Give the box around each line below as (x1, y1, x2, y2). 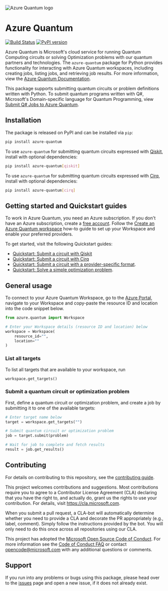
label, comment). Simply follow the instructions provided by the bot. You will (5, 520, 163, 526)
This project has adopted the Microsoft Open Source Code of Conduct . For (5, 536, 161, 542)
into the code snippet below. (5, 306, 65, 311)
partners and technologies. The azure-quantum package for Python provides (5, 60, 163, 66)
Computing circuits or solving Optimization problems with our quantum (5, 54, 152, 60)
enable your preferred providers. (5, 231, 73, 237)
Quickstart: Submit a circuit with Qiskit (12, 251, 92, 257)
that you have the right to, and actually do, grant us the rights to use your (5, 495, 157, 501)
